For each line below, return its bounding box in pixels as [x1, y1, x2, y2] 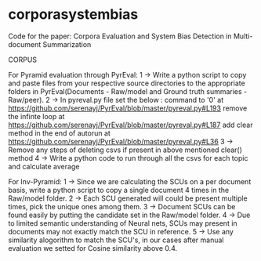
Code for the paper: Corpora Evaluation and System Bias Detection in [8, 31, 233, 41]
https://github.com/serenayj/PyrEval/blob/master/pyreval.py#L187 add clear [8, 120, 253, 129]
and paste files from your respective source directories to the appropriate [8, 78, 245, 88]
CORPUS [8, 55, 38, 64]
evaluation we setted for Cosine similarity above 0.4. [8, 243, 178, 252]
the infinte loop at [8, 111, 65, 121]
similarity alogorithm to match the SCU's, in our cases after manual [8, 235, 224, 245]
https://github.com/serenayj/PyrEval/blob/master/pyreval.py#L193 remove [8, 103, 248, 113]
